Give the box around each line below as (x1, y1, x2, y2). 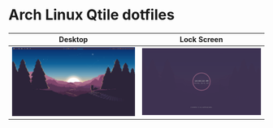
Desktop (58, 35, 89, 45)
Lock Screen (180, 35, 223, 45)
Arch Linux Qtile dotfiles (8, 6, 175, 24)
